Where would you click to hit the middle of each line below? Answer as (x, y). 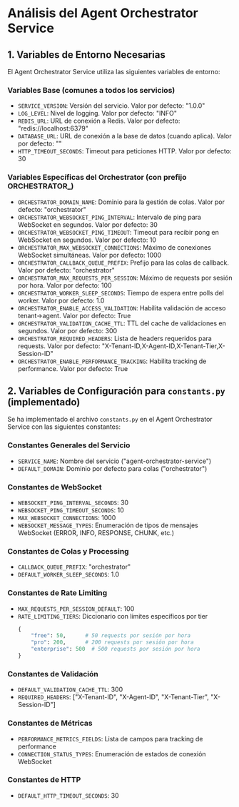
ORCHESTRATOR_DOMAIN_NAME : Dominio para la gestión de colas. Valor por (121, 202)
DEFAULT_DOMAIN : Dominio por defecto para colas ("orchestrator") (112, 468)
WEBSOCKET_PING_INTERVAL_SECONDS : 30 (73, 502)
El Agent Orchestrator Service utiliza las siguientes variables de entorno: (114, 72)
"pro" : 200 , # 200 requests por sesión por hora (112, 643)
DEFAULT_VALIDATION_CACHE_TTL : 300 (70, 689)
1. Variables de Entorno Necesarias (86, 55)
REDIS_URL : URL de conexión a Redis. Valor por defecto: (99, 121)
